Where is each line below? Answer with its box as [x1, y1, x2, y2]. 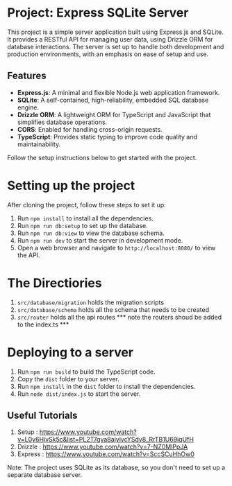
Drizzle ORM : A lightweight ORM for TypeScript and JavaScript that [17, 110, 211, 119]
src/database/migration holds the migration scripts [17, 298, 165, 306]
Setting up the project [7, 177, 135, 193]
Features [7, 70, 47, 82]
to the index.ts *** [17, 320, 69, 329]
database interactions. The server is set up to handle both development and [7, 42, 224, 51]
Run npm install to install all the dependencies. [17, 214, 154, 223]
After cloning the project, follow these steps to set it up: [7, 200, 167, 209]
